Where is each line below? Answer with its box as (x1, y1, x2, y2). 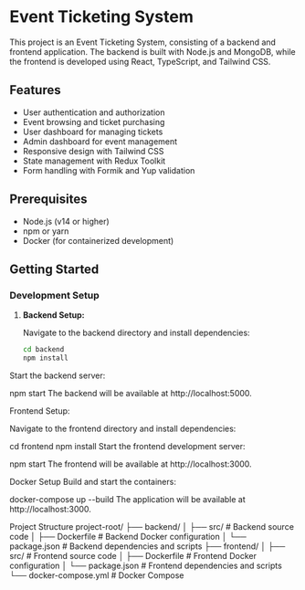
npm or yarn (22, 226, 69, 237)
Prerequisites (9, 192, 88, 207)
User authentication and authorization (22, 107, 166, 118)
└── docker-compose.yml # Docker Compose (9, 570, 184, 581)
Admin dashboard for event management (22, 135, 178, 147)
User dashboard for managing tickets (22, 126, 163, 137)
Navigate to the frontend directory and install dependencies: (9, 423, 237, 434)
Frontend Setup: (9, 406, 70, 416)
